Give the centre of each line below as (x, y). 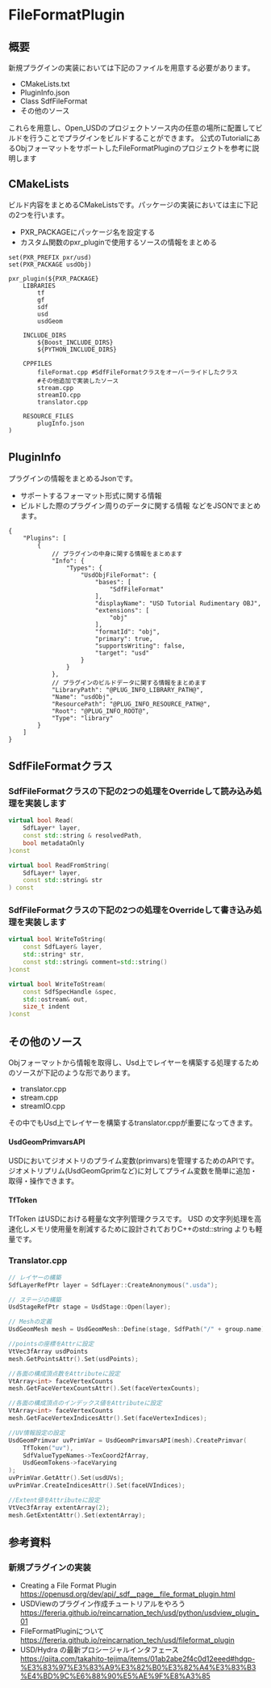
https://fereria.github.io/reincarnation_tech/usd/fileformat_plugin (127, 1640)
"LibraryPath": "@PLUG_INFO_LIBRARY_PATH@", (127, 689)
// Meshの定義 (30, 1322)
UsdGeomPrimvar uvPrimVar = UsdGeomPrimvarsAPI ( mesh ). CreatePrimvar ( (128, 1440)
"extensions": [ (122, 610)
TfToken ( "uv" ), (48, 1448)
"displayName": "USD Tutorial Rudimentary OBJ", (178, 603)
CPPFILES (38, 363)
